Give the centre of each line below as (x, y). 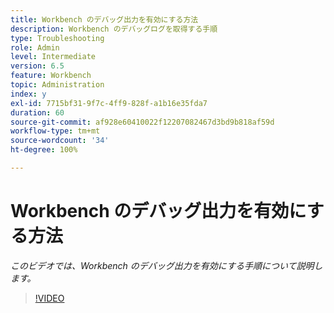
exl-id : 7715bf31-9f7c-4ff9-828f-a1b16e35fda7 (109, 103)
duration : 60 (37, 112)
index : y (28, 94)
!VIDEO (49, 298)
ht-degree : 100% (44, 150)
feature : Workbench (51, 76)
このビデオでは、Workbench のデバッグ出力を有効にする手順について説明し (166, 265)
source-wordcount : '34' (60, 141)
